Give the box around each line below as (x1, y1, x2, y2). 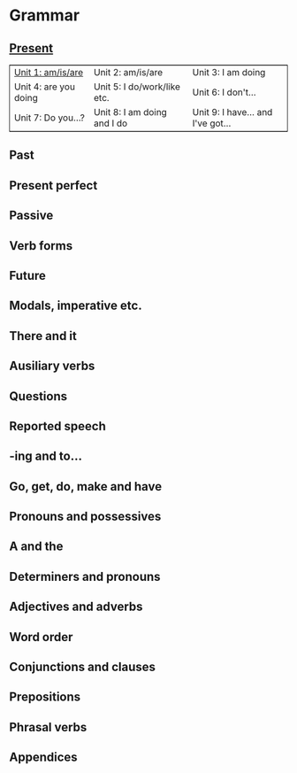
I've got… (192, 117, 232, 129)
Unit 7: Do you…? (14, 112, 86, 124)
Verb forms (9, 238, 73, 253)
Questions (9, 389, 68, 404)
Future (9, 267, 47, 283)
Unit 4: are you (14, 81, 75, 93)
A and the (9, 539, 64, 554)
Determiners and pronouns (9, 568, 161, 584)
